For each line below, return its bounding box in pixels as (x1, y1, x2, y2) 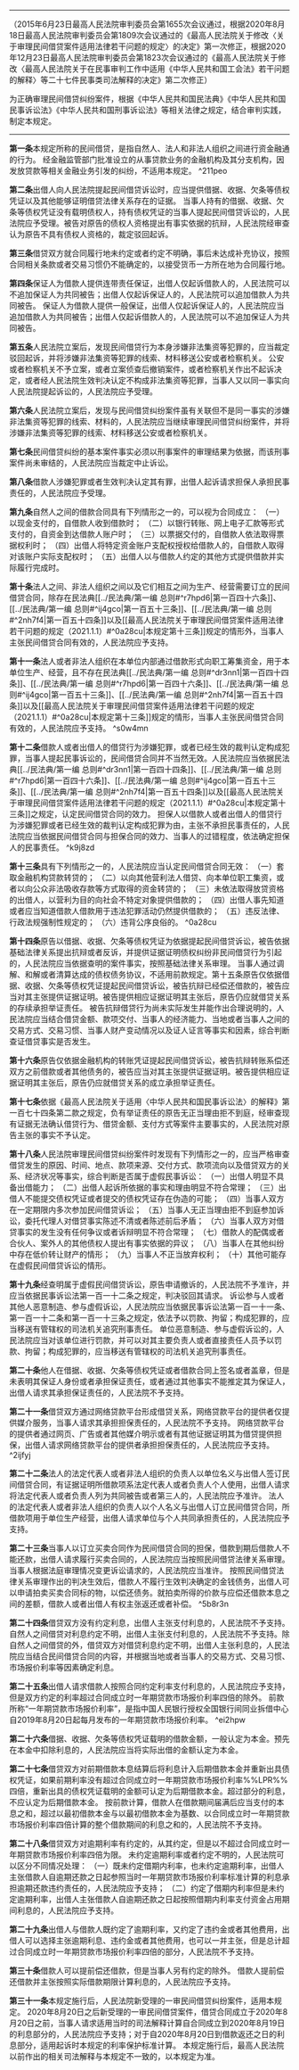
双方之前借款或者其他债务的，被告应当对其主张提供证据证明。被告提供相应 (9, 1067, 282, 1076)
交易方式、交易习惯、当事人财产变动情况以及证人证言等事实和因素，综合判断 (9, 1025, 290, 1035)
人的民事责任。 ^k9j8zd (9, 842, 95, 853)
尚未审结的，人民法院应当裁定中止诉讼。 (24, 458, 174, 468)
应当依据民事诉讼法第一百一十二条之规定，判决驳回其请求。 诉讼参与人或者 (9, 1291, 285, 1300)
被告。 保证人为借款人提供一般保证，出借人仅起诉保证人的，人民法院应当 (16, 301, 285, 310)
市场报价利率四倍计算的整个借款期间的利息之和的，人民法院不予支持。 (9, 1819, 267, 1829)
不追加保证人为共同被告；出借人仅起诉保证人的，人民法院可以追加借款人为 (9, 289, 282, 300)
